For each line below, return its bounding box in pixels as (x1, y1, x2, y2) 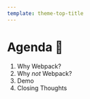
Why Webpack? (16, 62, 61, 70)
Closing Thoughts (16, 83, 67, 92)
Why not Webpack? (16, 69, 72, 77)
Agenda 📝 (7, 39, 63, 55)
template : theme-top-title (7, 10, 84, 17)
